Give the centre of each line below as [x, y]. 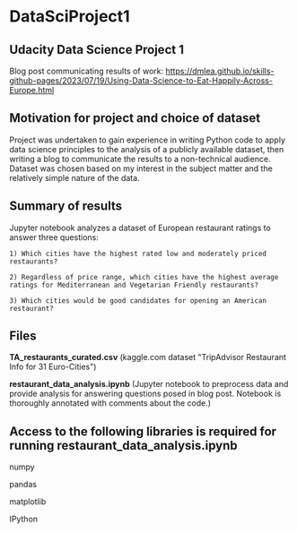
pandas [23, 485]
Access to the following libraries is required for [143, 431]
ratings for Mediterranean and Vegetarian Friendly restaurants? [134, 285]
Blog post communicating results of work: [87, 71]
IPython [24, 519]
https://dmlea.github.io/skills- [220, 71]
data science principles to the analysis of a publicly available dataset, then [147, 149]
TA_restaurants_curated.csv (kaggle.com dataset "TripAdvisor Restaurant [148, 357]
